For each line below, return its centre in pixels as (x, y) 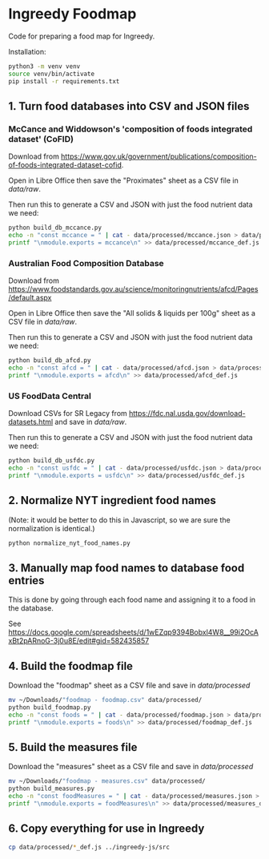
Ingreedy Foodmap (72, 14)
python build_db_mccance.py (55, 228)
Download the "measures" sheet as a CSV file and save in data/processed (131, 767)
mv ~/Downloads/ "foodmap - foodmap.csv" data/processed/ (105, 700)
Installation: (27, 51)
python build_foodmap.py (50, 707)
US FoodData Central (50, 396)
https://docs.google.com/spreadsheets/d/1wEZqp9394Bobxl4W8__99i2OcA (133, 632)
